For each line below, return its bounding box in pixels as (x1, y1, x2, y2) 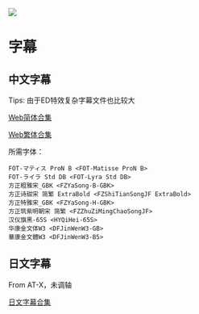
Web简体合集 (8, 113, 52, 122)
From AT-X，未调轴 (8, 279, 73, 290)
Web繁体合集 (8, 130, 52, 139)
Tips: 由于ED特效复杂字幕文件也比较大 (8, 95, 135, 105)
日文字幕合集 (8, 297, 51, 307)
